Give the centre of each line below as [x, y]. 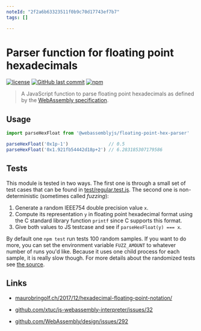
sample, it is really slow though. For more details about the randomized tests [101, 258]
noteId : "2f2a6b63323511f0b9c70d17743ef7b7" [63, 12]
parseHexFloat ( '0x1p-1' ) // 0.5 [66, 144]
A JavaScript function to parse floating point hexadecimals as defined [107, 94]
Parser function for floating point [90, 53]
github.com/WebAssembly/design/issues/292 [71, 321]
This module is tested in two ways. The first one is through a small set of [96, 183]
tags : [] [17, 18]
